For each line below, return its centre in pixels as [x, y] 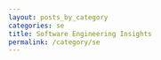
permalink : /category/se [54, 42]
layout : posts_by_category [58, 17]
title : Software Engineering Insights [80, 34]
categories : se [36, 26]
